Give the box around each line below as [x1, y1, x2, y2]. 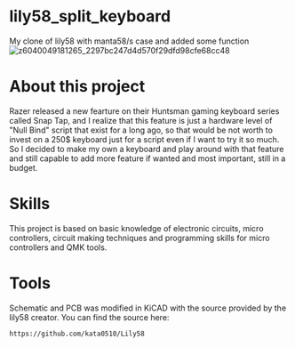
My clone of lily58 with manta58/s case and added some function [9, 36, 250, 46]
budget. [9, 162, 38, 173]
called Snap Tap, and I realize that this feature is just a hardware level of [9, 115, 273, 125]
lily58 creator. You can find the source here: [9, 311, 170, 322]
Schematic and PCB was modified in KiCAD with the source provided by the [9, 303, 287, 313]
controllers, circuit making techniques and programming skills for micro [9, 232, 270, 243]
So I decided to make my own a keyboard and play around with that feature [9, 143, 284, 154]
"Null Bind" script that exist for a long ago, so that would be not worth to [9, 125, 274, 135]
